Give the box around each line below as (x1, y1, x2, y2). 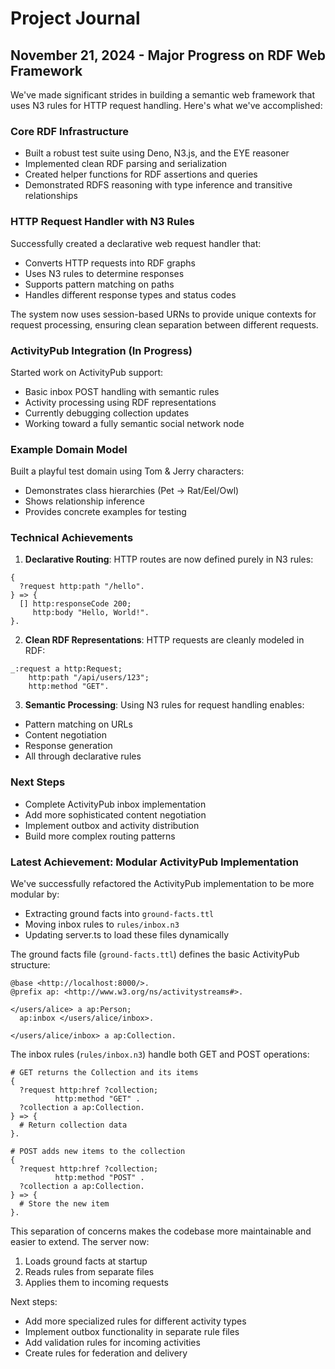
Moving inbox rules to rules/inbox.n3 (24, 918, 180, 931)
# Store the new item (19, 1199, 110, 1209)
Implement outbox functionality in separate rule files (24, 1326, 240, 1338)
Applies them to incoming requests (24, 1277, 169, 1289)
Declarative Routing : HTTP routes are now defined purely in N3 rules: (24, 553, 314, 566)
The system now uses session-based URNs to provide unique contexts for (10, 308, 317, 320)
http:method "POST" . (54, 1173, 145, 1183)
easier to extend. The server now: (10, 1236, 150, 1248)
